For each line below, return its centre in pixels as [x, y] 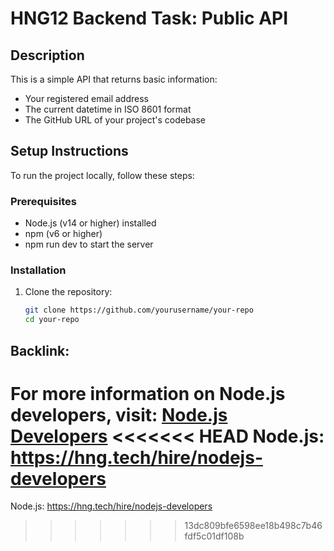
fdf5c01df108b [214, 536]
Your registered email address [86, 98]
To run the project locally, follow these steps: [102, 175]
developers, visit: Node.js [119, 414]
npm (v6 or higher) [63, 234]
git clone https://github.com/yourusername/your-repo [139, 310]
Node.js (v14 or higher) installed [90, 223]
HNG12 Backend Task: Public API [149, 18]
